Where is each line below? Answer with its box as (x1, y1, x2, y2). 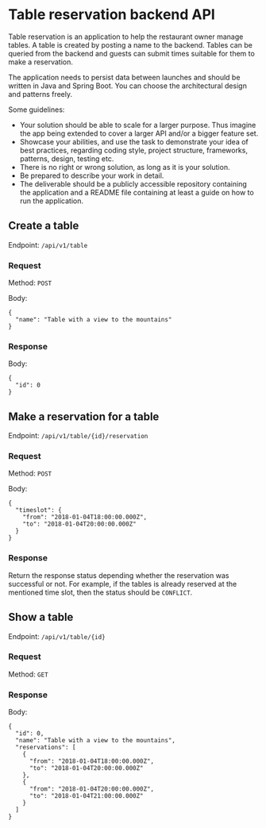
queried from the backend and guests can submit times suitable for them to (8, 48, 256, 58)
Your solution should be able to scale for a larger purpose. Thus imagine (19, 120, 256, 129)
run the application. (19, 196, 83, 206)
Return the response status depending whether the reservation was (8, 570, 229, 580)
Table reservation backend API (8, 6, 216, 24)
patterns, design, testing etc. (19, 153, 114, 164)
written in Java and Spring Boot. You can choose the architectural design (8, 81, 248, 91)
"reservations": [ (15, 744, 77, 752)
